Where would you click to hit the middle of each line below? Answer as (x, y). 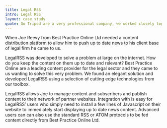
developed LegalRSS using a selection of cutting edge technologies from (80, 79)
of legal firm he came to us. (33, 48)
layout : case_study (25, 19)
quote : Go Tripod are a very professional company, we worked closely (80, 24)
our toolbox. (17, 84)
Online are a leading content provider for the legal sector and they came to (82, 68)
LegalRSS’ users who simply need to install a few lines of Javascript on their (83, 104)
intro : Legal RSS (23, 14)
